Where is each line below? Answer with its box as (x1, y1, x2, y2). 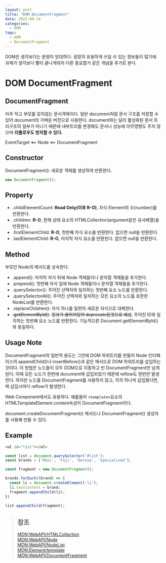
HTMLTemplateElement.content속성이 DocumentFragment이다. (5, 400, 132, 406)
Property (5, 191, 34, 199)
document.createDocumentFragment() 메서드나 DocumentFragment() (5, 410, 146, 416)
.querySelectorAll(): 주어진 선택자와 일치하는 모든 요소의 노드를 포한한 (12, 293, 148, 299)
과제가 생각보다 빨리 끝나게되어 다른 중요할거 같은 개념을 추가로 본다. (5, 60, 137, 66)
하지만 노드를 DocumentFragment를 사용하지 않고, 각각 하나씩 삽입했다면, (15, 377, 159, 383)
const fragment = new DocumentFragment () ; (5, 467, 94, 472)
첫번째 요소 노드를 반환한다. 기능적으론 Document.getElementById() (25, 318, 159, 324)
